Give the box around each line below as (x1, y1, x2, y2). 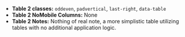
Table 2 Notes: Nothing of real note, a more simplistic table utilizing (11, 18, 179, 24)
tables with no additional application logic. (11, 24, 117, 31)
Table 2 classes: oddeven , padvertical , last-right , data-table (11, 5, 166, 12)
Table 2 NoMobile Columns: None (11, 11, 98, 18)
